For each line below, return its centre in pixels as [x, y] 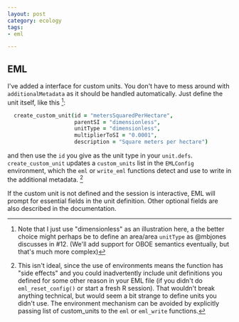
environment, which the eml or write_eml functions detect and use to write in [119, 171]
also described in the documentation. [62, 208]
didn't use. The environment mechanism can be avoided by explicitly [118, 303]
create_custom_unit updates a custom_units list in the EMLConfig [101, 163]
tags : [15, 27]
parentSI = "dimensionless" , [117, 122]
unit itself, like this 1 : [37, 102]
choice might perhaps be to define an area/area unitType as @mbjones [122, 237]
